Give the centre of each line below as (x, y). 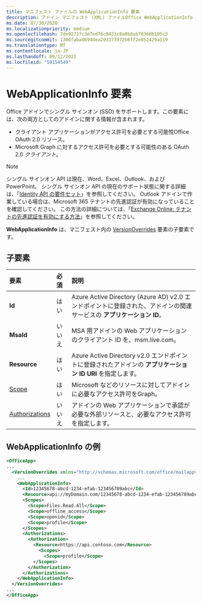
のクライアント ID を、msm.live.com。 (126, 340)
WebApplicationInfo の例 (54, 447)
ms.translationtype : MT (36, 46)
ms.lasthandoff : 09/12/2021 (41, 57)
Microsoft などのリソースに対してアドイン (131, 385)
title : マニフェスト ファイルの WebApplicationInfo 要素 (73, 12)
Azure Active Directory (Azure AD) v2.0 (127, 297)
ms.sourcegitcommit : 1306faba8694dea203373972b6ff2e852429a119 (87, 40)
